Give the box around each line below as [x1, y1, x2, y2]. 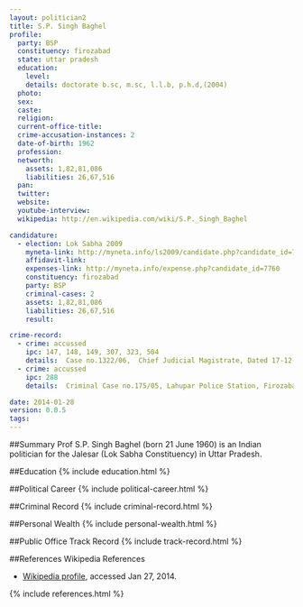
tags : [9, 414, 30, 424]
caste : [17, 106, 42, 115]
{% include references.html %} [9, 588, 124, 599]
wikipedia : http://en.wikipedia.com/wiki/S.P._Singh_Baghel [17, 214, 248, 224]
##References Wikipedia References [9, 554, 146, 564]
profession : [17, 147, 63, 156]
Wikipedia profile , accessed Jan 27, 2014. [22, 571, 178, 582]
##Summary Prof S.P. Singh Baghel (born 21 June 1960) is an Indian [9, 439, 262, 449]
